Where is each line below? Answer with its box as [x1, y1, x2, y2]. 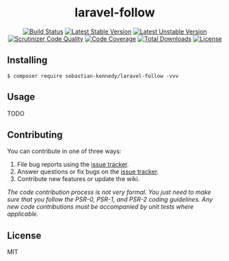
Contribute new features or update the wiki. [16, 175, 140, 183]
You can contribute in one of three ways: [7, 147, 122, 155]
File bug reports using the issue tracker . [16, 161, 129, 169]
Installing [7, 55, 48, 66]
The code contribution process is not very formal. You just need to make [7, 188, 212, 196]
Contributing [7, 128, 63, 141]
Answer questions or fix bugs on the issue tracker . [16, 167, 159, 176]
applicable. [7, 210, 39, 218]
